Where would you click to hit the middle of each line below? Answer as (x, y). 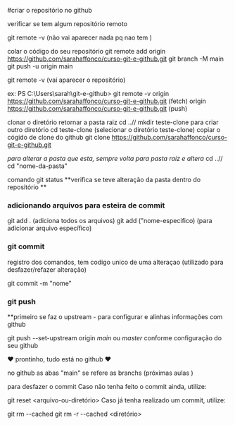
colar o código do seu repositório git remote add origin (87, 51)
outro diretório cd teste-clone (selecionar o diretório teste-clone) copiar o (114, 130)
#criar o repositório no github (50, 10)
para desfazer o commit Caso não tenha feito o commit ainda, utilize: (107, 386)
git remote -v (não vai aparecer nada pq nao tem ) (80, 37)
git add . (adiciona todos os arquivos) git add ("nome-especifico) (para (110, 221)
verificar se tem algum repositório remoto (68, 24)
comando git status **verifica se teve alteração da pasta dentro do (104, 180)
